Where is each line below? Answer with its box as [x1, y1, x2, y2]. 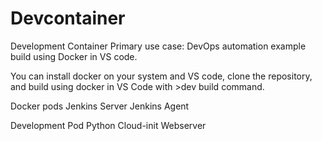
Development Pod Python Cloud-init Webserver [10, 119, 207, 131]
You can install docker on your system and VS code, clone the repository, [10, 70, 313, 82]
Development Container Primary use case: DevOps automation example [10, 40, 307, 52]
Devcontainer [10, 7, 126, 30]
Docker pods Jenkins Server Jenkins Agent [10, 100, 190, 112]
